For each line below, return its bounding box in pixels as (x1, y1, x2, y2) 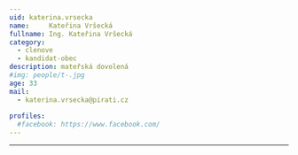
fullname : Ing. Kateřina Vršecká (9, 29, 133, 38)
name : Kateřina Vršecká (9, 21, 114, 30)
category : (9, 37, 46, 47)
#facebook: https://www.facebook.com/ (17, 120, 161, 129)
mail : (9, 87, 29, 96)
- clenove (17, 46, 53, 55)
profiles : (9, 112, 46, 120)
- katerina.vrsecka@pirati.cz (17, 95, 129, 105)
